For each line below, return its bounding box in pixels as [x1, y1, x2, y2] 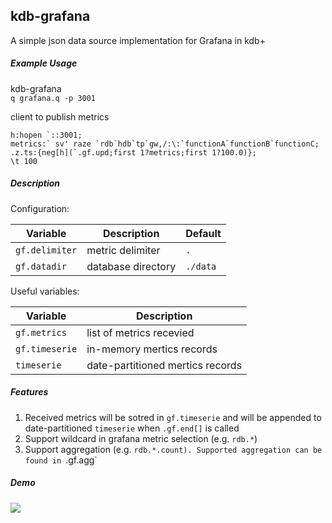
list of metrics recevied [86, 325, 195, 339]
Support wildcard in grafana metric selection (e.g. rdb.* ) [24, 432, 258, 444]
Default [185, 226, 222, 240]
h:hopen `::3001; [10, 130, 83, 140]
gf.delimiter [15, 244, 78, 256]
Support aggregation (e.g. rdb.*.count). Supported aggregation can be [24, 443, 323, 455]
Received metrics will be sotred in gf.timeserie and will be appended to [24, 411, 322, 423]
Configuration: [10, 202, 70, 214]
